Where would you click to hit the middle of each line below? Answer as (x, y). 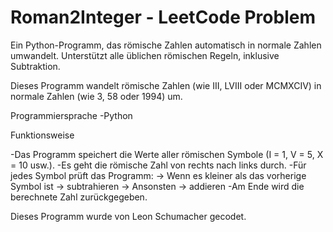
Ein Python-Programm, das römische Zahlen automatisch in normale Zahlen (166, 45)
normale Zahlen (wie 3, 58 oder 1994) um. (96, 96)
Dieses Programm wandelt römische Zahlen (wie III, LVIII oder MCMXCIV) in (166, 85)
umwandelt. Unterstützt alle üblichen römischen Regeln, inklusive (145, 55)
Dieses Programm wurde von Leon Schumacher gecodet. (128, 216)
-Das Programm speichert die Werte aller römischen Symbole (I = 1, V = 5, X (167, 154)
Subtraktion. (35, 66)
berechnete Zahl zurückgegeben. (79, 197)
